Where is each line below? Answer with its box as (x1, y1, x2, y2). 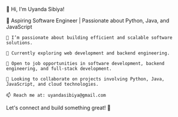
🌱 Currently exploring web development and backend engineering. (6, 50, 170, 56)
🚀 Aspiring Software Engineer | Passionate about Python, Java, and (6, 17, 170, 24)
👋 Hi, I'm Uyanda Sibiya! (6, 6, 65, 12)
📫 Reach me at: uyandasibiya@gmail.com (6, 92, 106, 98)
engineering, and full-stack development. (6, 66, 112, 71)
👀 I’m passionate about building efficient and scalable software (6, 35, 173, 41)
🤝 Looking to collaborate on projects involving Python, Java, (6, 76, 165, 82)
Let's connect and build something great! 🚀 (6, 104, 111, 111)
